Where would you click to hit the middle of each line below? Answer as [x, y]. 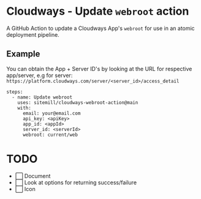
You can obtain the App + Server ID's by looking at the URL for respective [99, 69]
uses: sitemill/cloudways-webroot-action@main [78, 102]
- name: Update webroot [42, 97]
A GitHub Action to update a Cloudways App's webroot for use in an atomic [100, 28]
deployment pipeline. [33, 34]
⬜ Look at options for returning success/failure [76, 182]
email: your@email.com [51, 113]
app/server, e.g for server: [40, 75]
